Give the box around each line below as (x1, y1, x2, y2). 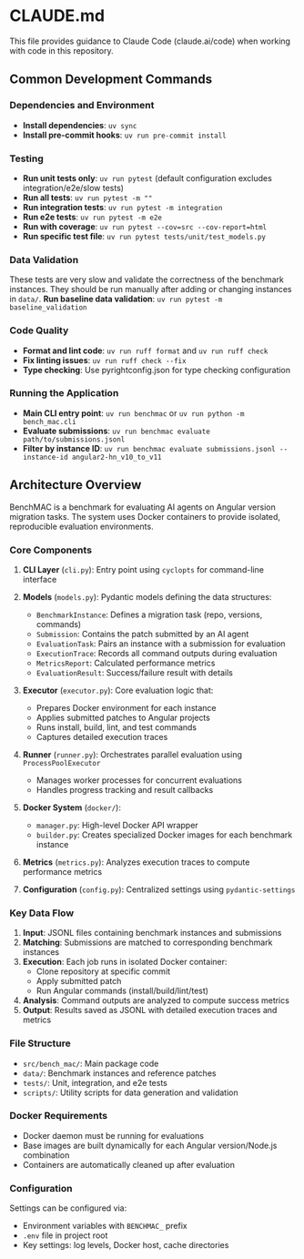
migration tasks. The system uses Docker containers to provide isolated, (9, 511, 280, 522)
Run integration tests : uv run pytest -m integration (22, 201, 223, 212)
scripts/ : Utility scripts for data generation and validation (22, 1087, 238, 1098)
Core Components (9, 543, 93, 556)
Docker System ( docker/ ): (22, 802, 121, 813)
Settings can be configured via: (9, 1203, 127, 1213)
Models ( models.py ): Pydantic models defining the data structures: (22, 591, 272, 602)
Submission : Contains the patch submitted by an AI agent (35, 628, 249, 639)
